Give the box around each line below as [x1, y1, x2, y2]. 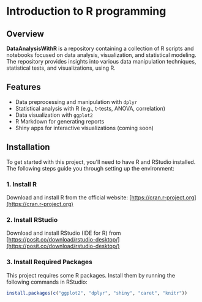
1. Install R [6, 180, 37, 188]
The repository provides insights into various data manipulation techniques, [6, 58, 196, 65]
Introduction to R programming [6, 4, 166, 18]
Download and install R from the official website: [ [6, 194, 132, 201]
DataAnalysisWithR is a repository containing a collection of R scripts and [6, 45, 194, 52]
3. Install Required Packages [6, 258, 93, 267]
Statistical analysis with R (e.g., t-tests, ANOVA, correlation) [15, 105, 166, 112]
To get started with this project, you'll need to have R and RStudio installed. [6, 158, 196, 166]
